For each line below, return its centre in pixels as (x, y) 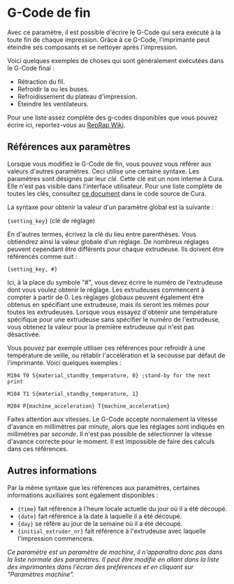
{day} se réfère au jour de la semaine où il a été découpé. (100, 523)
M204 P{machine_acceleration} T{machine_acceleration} (89, 406)
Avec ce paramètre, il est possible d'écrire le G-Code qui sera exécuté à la (114, 32)
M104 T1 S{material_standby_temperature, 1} (73, 394)
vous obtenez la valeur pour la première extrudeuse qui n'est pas (101, 327)
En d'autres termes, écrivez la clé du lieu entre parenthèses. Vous (102, 234)
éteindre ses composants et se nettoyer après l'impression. (93, 47)
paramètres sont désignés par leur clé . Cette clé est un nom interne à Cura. (116, 178)
